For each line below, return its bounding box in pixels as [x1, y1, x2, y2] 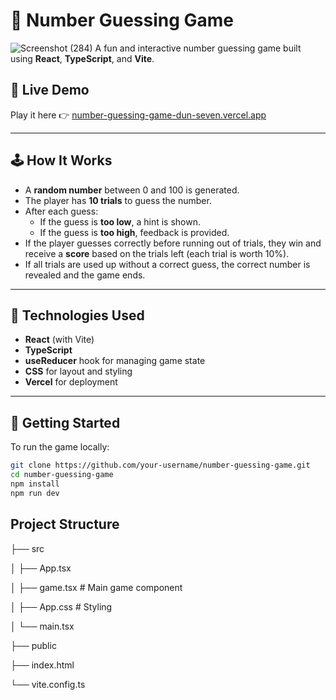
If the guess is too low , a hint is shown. [39, 215, 202, 228]
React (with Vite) [24, 334, 95, 346]
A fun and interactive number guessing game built [94, 42, 302, 54]
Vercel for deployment [24, 376, 118, 388]
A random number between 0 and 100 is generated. [24, 184, 240, 196]
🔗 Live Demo [10, 82, 90, 99]
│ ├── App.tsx [10, 562, 72, 574]
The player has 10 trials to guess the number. [24, 194, 212, 206]
